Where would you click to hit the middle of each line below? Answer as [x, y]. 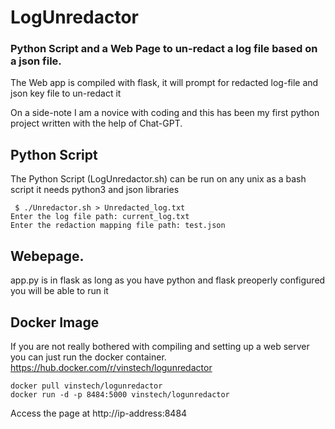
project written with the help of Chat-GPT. [96, 123]
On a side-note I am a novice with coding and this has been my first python [165, 113]
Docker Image [55, 322]
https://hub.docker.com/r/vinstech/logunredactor [111, 367]
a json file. [36, 61]
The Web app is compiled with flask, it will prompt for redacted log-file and [164, 83]
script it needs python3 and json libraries [95, 190]
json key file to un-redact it [66, 93]
